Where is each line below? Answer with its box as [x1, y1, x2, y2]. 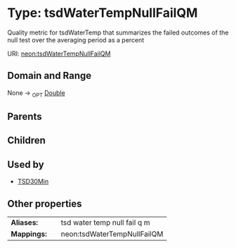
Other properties [7, 197, 82, 209]
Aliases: [11, 217, 39, 227]
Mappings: [11, 229, 48, 239]
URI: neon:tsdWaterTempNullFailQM [7, 49, 111, 58]
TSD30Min [17, 178, 49, 186]
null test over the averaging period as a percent [7, 35, 145, 44]
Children [7, 135, 46, 147]
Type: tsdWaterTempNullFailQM [7, 5, 198, 21]
